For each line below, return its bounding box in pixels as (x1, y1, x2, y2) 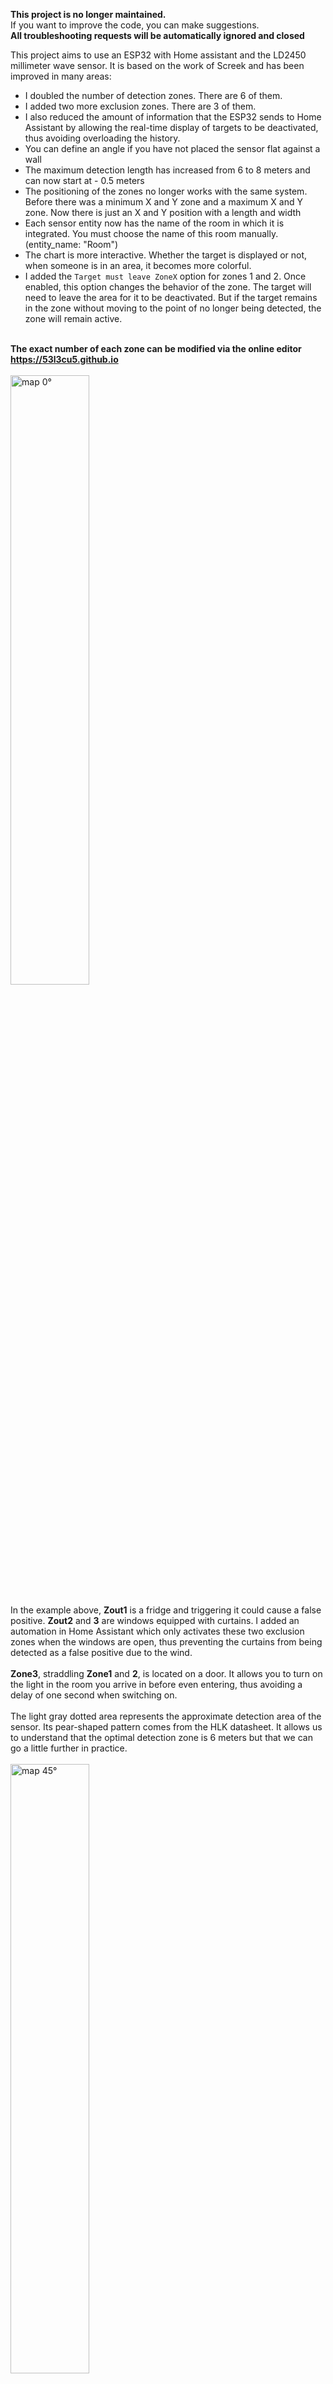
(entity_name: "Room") (24, 239, 119, 250)
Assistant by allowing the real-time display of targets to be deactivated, (24, 122, 319, 133)
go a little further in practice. (10, 1742, 128, 1754)
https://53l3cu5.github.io (10, 354, 119, 365)
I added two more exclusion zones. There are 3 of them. (24, 100, 257, 112)
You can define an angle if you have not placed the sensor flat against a (24, 143, 321, 154)
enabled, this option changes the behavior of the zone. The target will (24, 281, 312, 293)
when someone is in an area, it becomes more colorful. (24, 260, 252, 271)
